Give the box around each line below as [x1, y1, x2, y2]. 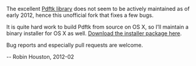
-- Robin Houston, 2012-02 [6, 53, 74, 60]
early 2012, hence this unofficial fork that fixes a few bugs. [6, 12, 154, 19]
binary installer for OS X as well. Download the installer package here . [6, 30, 182, 37]
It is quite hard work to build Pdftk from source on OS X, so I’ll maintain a [6, 24, 189, 30]
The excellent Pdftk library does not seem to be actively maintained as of [6, 5, 190, 12]
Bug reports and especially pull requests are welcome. [6, 42, 143, 48]
